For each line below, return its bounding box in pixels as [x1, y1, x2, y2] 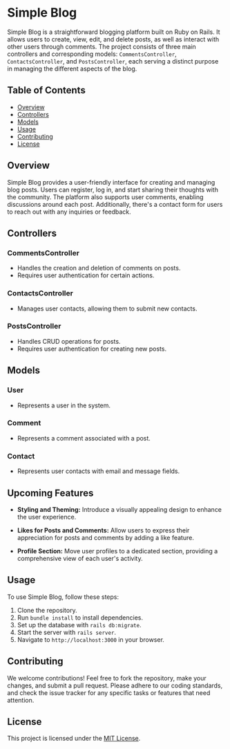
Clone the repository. [17, 606, 77, 614]
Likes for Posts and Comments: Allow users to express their [17, 526, 190, 534]
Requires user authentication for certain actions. [17, 271, 155, 279]
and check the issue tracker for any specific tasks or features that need [7, 688, 211, 696]
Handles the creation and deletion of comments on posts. [17, 264, 181, 272]
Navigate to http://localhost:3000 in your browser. [17, 635, 164, 644]
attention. [7, 696, 35, 704]
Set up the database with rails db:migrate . [17, 620, 142, 629]
